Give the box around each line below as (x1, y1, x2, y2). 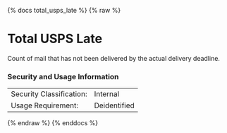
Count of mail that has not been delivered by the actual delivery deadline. (7, 54, 221, 62)
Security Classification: (11, 89, 87, 99)
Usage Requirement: (11, 100, 79, 110)
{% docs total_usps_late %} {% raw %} (7, 6, 121, 14)
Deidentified (94, 100, 135, 110)
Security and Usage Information (7, 71, 119, 81)
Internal (94, 89, 120, 99)
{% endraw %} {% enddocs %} (7, 119, 99, 127)
